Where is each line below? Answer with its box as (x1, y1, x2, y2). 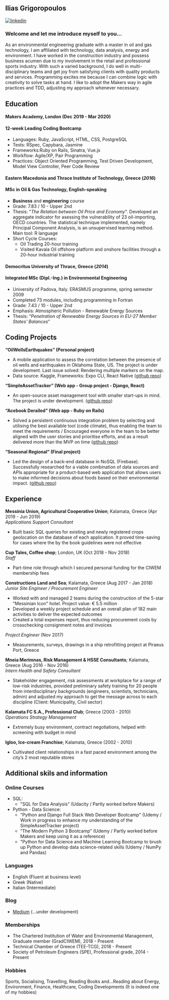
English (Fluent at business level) (12, 874, 82, 880)
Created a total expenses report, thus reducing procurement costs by (12, 616, 157, 622)
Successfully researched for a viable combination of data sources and (12, 464, 159, 470)
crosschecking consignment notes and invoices (12, 622, 112, 628)
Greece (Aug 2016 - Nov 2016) (5, 662, 69, 668)
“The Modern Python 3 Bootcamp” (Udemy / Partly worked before (20, 828, 158, 834)
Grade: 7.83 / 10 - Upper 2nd (12, 203, 72, 209)
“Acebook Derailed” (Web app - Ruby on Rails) (5, 408, 104, 414)
